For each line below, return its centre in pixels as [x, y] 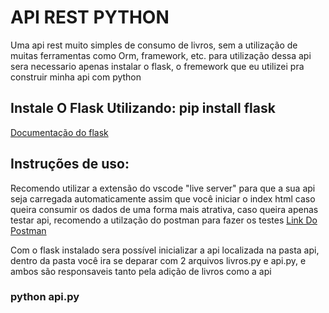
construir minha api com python [76, 77]
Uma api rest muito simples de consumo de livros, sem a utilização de [154, 45]
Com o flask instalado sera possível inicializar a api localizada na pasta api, [165, 250]
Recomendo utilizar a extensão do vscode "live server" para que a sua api [163, 188]
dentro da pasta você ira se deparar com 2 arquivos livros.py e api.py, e [158, 260]
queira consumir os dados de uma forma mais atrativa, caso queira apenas [164, 209]
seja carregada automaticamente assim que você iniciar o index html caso [163, 198]
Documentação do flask [59, 132]
